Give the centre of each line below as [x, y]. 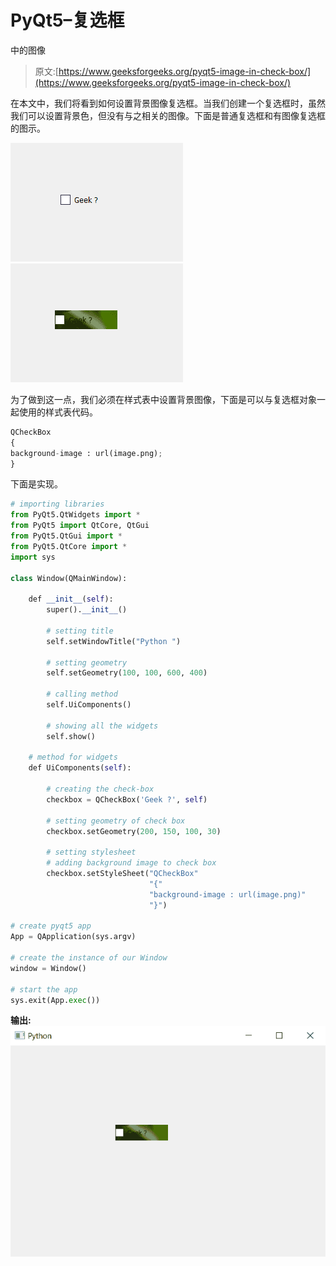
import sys [33, 557]
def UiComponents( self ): [80, 768]
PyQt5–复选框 [67, 20]
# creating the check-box [100, 789]
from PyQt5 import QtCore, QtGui [80, 526]
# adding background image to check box [131, 863]
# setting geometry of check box [116, 821]
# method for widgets [73, 757]
